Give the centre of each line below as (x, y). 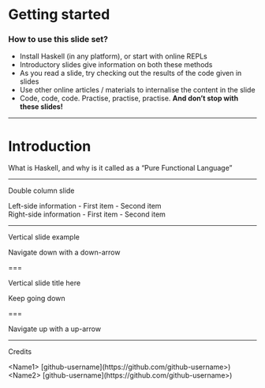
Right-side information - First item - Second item (87, 214)
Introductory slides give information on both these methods (116, 65)
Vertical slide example (44, 237)
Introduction (50, 146)
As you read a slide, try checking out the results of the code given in (131, 73)
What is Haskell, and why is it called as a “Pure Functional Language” (120, 168)
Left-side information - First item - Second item (85, 206)
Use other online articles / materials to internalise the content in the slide (137, 90)
